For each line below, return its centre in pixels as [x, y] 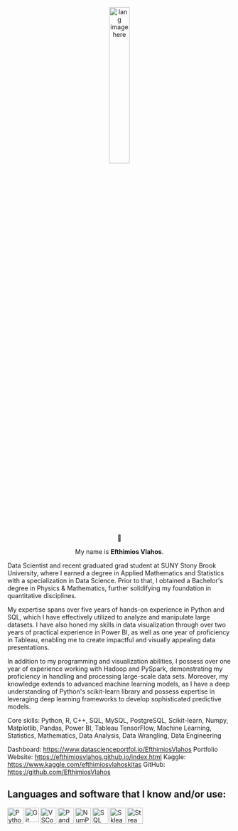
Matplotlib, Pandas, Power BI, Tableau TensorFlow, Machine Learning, [109, 728]
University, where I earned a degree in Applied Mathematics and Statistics [116, 573]
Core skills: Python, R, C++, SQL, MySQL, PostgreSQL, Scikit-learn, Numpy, [118, 720]
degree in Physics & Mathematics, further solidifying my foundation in [109, 588]
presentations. [28, 647]
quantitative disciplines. [42, 596]
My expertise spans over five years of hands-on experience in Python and [116, 610]
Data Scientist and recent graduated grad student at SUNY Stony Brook [112, 565]
